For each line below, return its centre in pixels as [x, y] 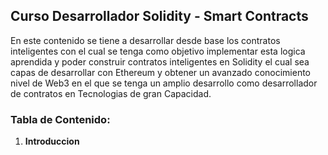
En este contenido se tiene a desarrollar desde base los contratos [145, 40]
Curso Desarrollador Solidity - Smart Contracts [159, 16]
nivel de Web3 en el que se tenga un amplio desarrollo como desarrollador [164, 83]
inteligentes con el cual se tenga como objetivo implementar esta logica [158, 51]
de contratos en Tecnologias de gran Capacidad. [111, 93]
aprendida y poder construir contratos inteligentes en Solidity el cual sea [160, 61]
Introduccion [52, 141]
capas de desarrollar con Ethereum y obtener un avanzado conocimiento [161, 72]
